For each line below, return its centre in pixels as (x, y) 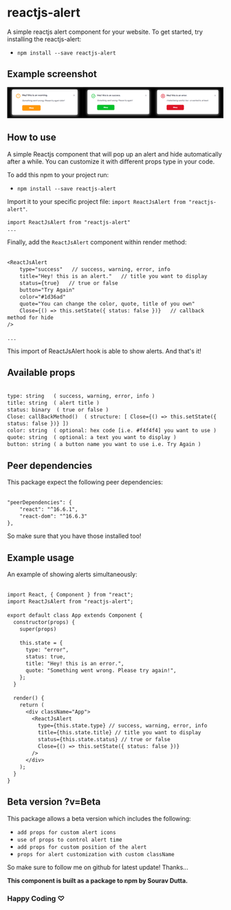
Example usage (41, 557)
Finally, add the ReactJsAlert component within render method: (97, 242)
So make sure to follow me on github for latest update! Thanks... (98, 867)
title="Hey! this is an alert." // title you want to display (113, 276)
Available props (41, 373)
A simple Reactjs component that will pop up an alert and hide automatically (114, 154)
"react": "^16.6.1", (49, 509)
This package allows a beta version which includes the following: (99, 818)
